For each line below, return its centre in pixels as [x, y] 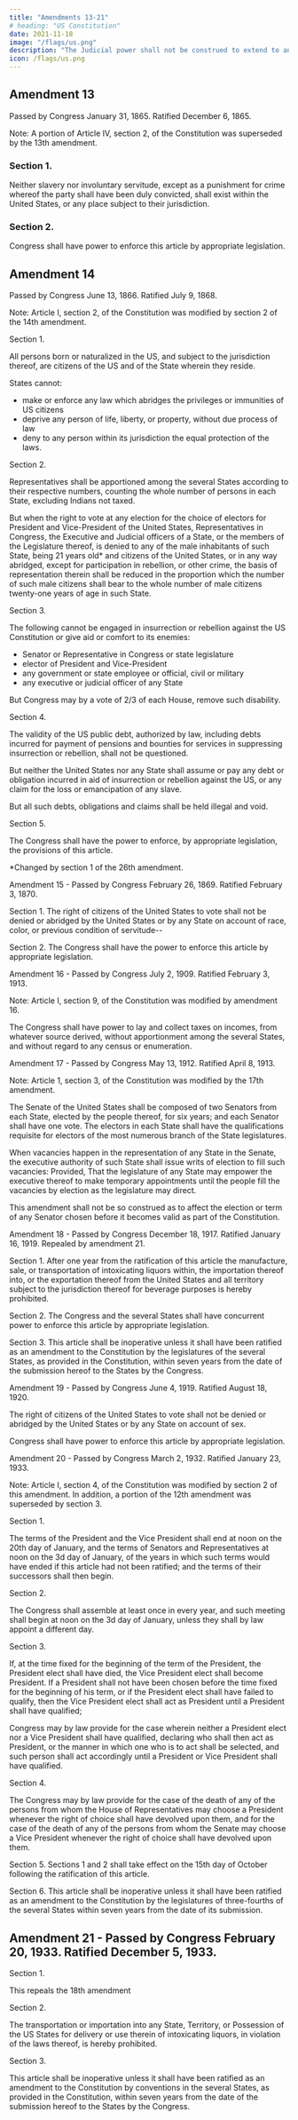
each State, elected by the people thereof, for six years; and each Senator [144, 1117]
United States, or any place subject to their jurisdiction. [110, 204]
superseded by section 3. [56, 1504]
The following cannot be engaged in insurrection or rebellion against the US [148, 628]
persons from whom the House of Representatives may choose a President [146, 1810]
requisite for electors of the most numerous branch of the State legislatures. [148, 1135]
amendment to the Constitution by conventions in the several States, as [140, 2088]
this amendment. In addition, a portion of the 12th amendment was [130, 1495]
